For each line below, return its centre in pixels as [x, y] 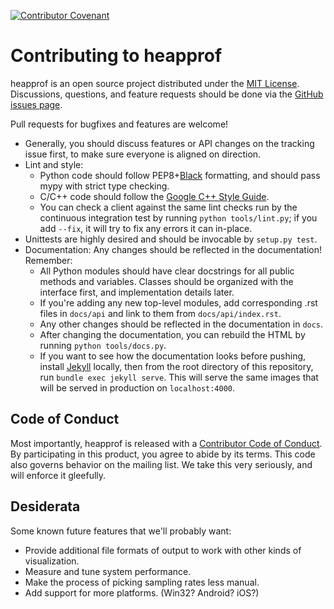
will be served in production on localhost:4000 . [137, 387]
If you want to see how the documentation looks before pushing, [173, 356]
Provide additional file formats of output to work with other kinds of [163, 550]
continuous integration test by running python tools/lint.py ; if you [178, 217]
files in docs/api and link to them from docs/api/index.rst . [160, 313]
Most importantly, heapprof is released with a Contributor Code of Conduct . [166, 443]
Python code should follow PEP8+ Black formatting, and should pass [180, 175]
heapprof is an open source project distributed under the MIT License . [155, 83]
